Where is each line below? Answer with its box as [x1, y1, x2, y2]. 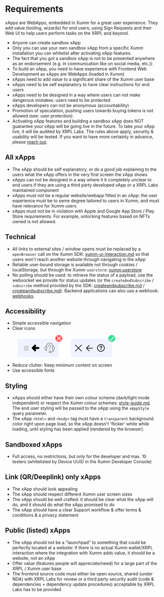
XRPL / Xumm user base [12, 566, 62, 571]
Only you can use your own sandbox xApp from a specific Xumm [12, 45, 143, 51]
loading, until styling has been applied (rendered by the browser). [12, 426, 144, 432]
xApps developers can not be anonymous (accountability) [12, 102, 129, 108]
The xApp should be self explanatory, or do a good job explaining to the [12, 166, 157, 172]
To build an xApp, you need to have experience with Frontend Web [12, 65, 147, 72]
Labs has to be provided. [12, 586, 63, 592]
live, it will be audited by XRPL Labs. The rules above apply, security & [12, 128, 154, 134]
